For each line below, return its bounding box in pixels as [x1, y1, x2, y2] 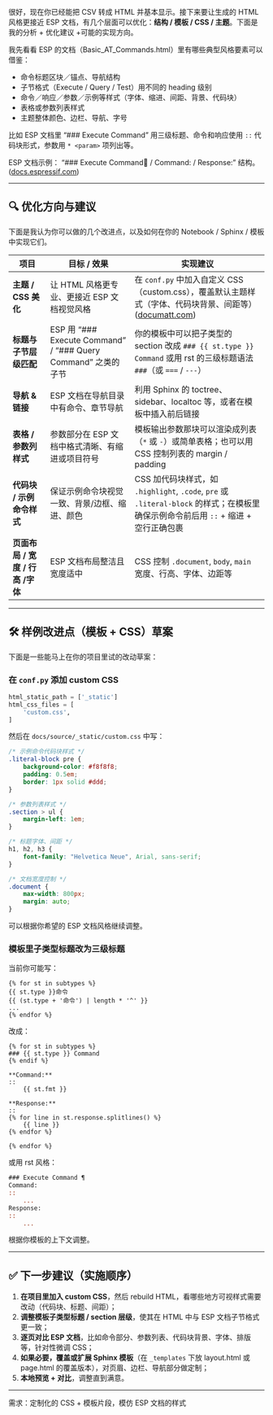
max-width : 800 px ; [23, 890, 85, 898]
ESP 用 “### [50, 324, 97, 335]
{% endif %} [8, 1057, 49, 1065]
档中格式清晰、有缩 [50, 440, 123, 452]
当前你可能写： [8, 963, 58, 973]
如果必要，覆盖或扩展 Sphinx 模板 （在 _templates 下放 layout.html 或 [19, 1353, 250, 1363]
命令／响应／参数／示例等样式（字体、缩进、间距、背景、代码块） [19, 93, 241, 102]
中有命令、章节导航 [50, 402, 123, 413]
